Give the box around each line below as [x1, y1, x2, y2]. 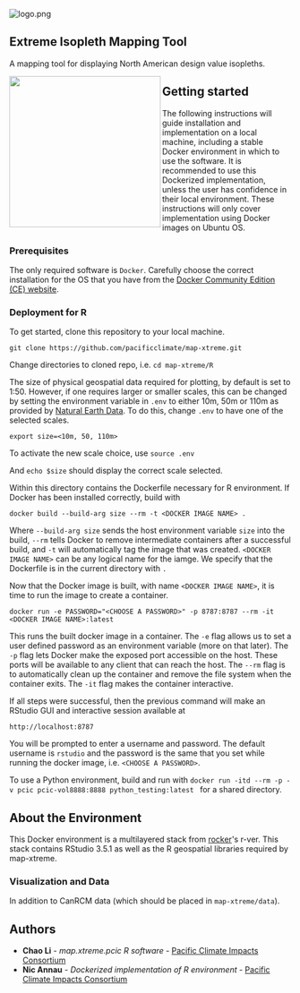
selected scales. [9, 415, 70, 425]
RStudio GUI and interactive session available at [9, 706, 186, 716]
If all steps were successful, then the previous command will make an [9, 696, 266, 706]
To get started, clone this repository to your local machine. [9, 327, 226, 338]
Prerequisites [9, 244, 69, 257]
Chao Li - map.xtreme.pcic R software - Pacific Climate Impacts [21, 946, 259, 956]
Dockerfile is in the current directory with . [9, 563, 167, 574]
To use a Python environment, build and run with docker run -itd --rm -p [9, 775, 283, 785]
